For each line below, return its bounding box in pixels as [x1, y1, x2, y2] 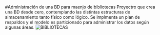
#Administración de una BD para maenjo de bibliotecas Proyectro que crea [5, 4, 155, 10]
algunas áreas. [5, 24, 35, 30]
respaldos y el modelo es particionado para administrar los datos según [5, 19, 149, 25]
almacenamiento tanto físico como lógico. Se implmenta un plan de [5, 14, 140, 20]
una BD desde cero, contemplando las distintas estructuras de [5, 9, 131, 15]
